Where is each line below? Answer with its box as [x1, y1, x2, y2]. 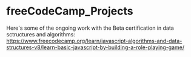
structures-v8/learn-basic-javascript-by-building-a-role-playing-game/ [6, 44, 185, 51]
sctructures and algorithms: [6, 30, 76, 38]
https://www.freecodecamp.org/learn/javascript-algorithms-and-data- [6, 37, 183, 44]
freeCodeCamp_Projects [6, 4, 133, 18]
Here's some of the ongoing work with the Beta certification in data [6, 24, 174, 32]
